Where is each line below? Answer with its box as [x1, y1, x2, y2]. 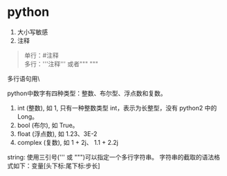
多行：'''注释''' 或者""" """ [24, 59, 98, 68]
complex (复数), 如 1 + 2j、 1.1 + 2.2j [17, 138, 119, 146]
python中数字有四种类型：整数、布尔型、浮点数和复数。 [7, 89, 167, 97]
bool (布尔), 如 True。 [17, 121, 79, 129]
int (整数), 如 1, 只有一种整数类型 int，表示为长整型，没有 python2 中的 [17, 104, 217, 112]
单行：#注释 [24, 51, 59, 59]
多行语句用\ [7, 74, 40, 83]
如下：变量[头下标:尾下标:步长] [12, 162, 100, 170]
